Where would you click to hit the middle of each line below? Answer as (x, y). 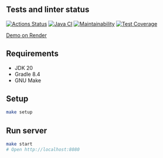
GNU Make (28, 80)
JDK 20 (24, 68)
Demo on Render (26, 35)
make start (19, 144)
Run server (27, 131)
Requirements (32, 54)
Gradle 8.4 (27, 74)
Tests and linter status (48, 10)
